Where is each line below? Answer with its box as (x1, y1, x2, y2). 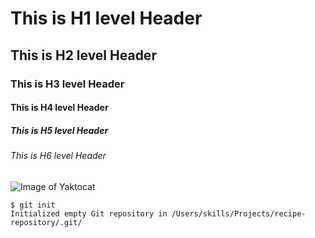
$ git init (10, 200, 56, 210)
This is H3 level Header (10, 77, 125, 91)
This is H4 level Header (10, 102, 109, 114)
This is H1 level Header (10, 7, 203, 30)
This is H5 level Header (10, 124, 109, 136)
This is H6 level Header (10, 150, 107, 162)
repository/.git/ (10, 217, 83, 227)
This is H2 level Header (10, 47, 157, 64)
